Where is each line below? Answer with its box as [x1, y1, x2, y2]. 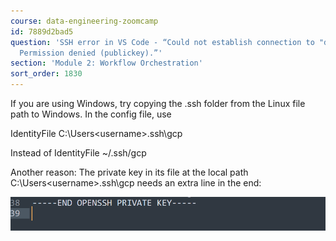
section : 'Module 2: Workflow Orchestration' [10, 58, 203, 69]
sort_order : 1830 [10, 69, 83, 79]
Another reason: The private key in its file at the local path [10, 166, 249, 178]
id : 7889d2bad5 [10, 26, 74, 37]
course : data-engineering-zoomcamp [10, 16, 159, 26]
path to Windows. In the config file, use [10, 108, 172, 120]
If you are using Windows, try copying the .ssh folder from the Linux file [10, 98, 306, 109]
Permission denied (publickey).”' [19, 48, 163, 58]
